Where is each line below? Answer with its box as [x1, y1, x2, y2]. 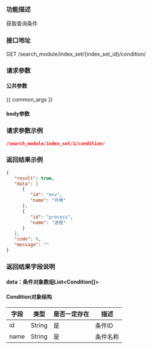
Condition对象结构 [6, 294, 52, 301]
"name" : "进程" [30, 220, 66, 226]
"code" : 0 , [14, 236, 42, 242]
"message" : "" [14, 242, 49, 248]
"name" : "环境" [30, 197, 66, 203]
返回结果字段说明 [6, 262, 55, 271]
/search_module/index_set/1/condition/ [6, 140, 106, 147]
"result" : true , [14, 175, 55, 181]
